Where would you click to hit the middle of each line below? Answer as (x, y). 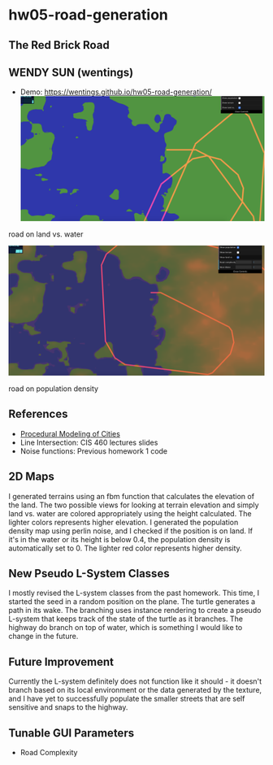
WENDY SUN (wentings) (71, 72)
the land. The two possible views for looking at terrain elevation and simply (134, 505)
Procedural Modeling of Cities (70, 433)
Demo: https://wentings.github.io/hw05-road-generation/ (116, 92)
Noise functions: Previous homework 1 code (94, 451)
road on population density (54, 389)
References (38, 414)
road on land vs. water (46, 234)
